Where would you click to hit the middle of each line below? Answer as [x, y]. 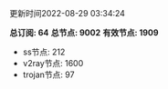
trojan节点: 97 [48, 74]
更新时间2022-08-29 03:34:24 [68, 13]
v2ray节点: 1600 [53, 63]
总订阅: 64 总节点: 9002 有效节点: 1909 [84, 33]
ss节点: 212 [44, 52]
